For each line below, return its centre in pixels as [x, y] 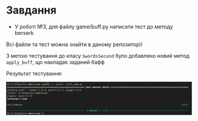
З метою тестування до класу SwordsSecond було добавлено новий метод [98, 55]
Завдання [32, 10]
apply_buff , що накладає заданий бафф [55, 62]
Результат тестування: [34, 73]
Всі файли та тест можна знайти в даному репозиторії [74, 44]
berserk [24, 32]
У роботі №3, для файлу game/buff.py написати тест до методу [94, 27]
